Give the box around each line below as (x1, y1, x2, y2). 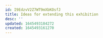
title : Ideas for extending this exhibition (5, 12, 99, 17)
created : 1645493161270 (5, 26, 54, 31)
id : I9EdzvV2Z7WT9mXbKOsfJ (5, 7, 61, 12)
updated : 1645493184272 (5, 21, 54, 26)
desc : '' (5, 16, 23, 21)
